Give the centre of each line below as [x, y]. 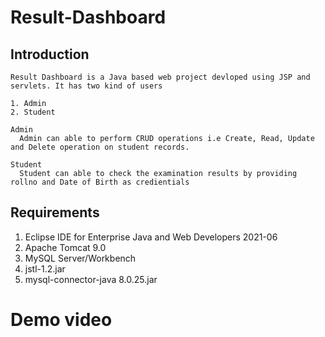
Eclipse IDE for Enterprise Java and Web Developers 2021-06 [151, 237]
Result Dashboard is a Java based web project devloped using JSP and [160, 77]
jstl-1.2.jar [45, 268]
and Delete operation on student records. [100, 147]
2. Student [33, 112]
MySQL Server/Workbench [80, 258]
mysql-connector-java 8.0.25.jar [91, 279]
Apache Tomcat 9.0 [65, 247]
